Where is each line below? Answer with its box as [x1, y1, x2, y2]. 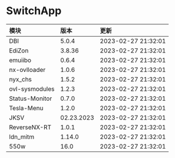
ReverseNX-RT [9, 123, 52, 131]
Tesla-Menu [9, 104, 44, 112]
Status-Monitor [9, 94, 52, 103]
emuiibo [9, 56, 31, 64]
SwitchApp [6, 4, 62, 18]
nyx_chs [9, 75, 32, 83]
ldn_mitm [9, 133, 35, 141]
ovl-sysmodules [9, 84, 55, 93]
